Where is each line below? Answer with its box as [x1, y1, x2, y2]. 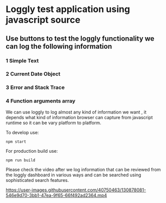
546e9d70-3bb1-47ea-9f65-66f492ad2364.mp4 [6, 192, 107, 198]
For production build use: [6, 148, 58, 154]
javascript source [6, 14, 81, 26]
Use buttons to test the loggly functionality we [6, 34, 154, 43]
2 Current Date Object [6, 70, 61, 77]
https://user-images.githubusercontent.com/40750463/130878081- [6, 187, 146, 193]
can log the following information [6, 42, 113, 51]
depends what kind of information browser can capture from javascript [6, 114, 153, 120]
